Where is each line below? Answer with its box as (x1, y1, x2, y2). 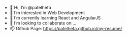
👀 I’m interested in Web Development (9, 10, 85, 16)
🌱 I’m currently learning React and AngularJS (9, 15, 101, 20)
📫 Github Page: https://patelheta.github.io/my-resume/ (9, 26, 122, 31)
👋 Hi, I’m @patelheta (9, 5, 52, 10)
